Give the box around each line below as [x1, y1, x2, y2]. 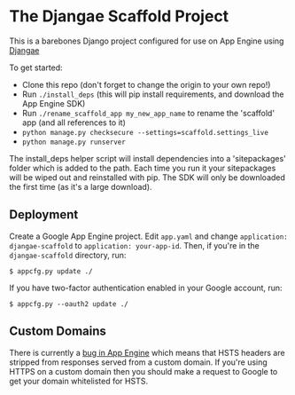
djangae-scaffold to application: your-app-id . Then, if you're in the [9, 240, 260, 250]
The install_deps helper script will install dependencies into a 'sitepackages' [9, 153, 286, 163]
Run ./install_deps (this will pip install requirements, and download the [21, 89, 285, 99]
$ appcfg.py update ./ [9, 266, 93, 276]
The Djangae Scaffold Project [9, 6, 229, 27]
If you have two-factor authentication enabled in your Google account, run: [9, 282, 283, 293]
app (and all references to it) [21, 117, 127, 128]
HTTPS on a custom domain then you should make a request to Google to [9, 366, 278, 376]
